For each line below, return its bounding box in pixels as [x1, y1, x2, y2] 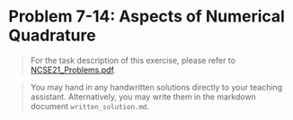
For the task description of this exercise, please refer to [30, 55, 235, 65]
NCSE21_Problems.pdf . [30, 64, 116, 75]
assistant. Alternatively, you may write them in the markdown [30, 91, 257, 102]
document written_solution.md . [30, 100, 150, 111]
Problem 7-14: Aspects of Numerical [8, 6, 285, 27]
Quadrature [8, 25, 96, 46]
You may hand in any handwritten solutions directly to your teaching [30, 81, 283, 92]
